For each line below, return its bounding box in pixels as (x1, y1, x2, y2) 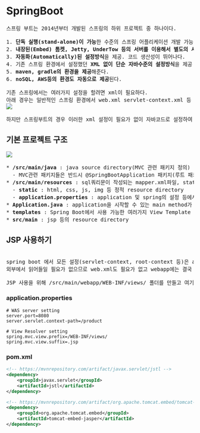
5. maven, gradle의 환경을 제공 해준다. (6, 68, 110, 75)
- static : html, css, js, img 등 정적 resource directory (12, 186, 184, 193)
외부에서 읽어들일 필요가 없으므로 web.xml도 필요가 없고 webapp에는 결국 (6, 265, 192, 273)
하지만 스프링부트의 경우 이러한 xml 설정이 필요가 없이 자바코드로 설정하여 (6, 116, 193, 123)
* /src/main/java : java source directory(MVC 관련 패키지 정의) (6, 164, 190, 171)
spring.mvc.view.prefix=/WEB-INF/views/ (6, 333, 108, 339)
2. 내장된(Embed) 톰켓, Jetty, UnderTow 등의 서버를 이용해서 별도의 (6, 46, 189, 52)
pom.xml (6, 352, 33, 361)
